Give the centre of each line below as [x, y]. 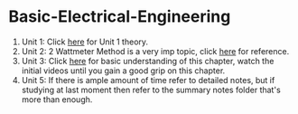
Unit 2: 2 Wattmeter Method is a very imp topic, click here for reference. [155, 51]
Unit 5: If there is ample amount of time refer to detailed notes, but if [148, 80]
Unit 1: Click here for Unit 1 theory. [85, 42]
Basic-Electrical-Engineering [120, 17]
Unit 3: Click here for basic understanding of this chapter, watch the [148, 61]
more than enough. [57, 99]
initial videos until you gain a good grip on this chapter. [123, 71]
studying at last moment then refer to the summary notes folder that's [151, 90]
